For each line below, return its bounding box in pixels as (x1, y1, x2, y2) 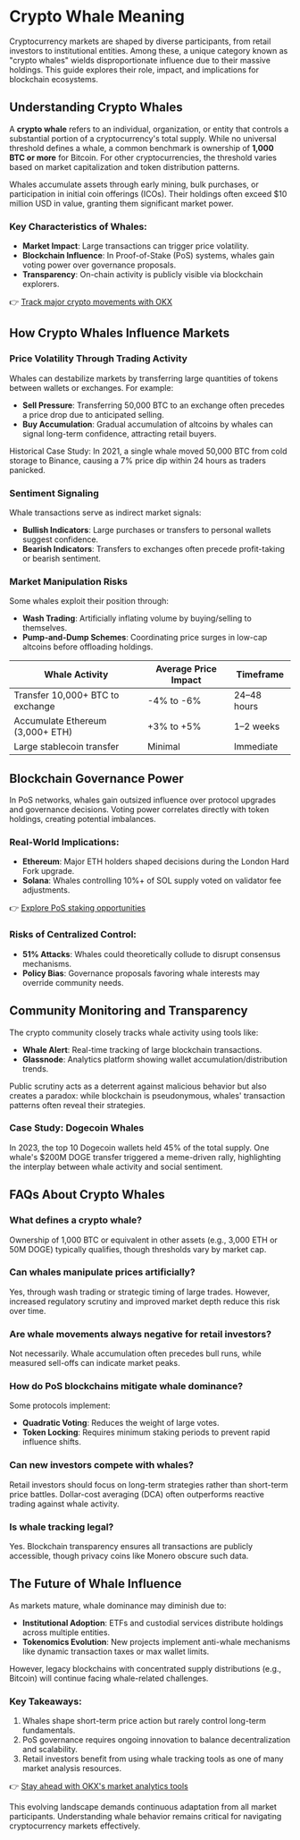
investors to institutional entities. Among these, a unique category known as (9, 45, 288, 55)
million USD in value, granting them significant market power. (9, 198, 234, 208)
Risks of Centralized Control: (9, 928, 137, 941)
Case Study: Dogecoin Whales (9, 1122, 145, 1134)
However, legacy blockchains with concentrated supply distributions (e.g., (9, 1663, 282, 1674)
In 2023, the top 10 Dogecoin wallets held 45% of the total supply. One (9, 1142, 270, 1153)
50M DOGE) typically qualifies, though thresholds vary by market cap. (9, 1243, 267, 1254)
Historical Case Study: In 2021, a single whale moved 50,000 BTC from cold (9, 445, 287, 456)
